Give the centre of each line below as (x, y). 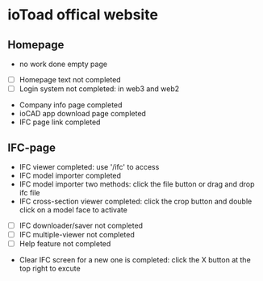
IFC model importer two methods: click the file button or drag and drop (137, 184)
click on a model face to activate (73, 210)
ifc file (30, 192)
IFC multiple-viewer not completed (77, 235)
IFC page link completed (60, 122)
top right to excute (50, 269)
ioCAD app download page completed (83, 114)
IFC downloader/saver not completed (81, 225)
